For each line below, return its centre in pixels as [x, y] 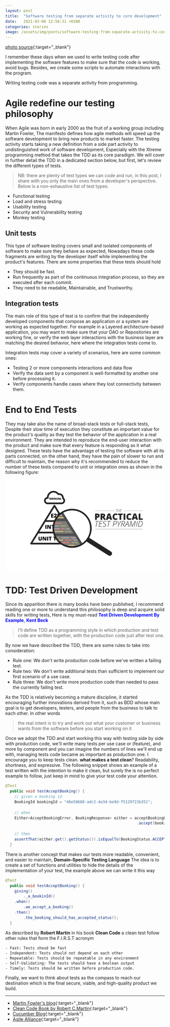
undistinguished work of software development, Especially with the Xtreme [83, 150]
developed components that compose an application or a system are [77, 321]
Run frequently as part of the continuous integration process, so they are [89, 277]
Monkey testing [29, 218]
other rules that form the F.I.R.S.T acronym [50, 938]
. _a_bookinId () [39, 896]
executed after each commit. [42, 282]
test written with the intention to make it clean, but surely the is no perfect [82, 771]
